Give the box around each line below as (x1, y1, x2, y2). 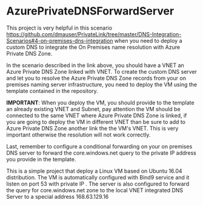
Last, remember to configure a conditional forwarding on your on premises (6, 143, 193, 150)
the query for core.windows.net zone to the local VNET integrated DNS (6, 186, 184, 194)
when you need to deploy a (114, 37, 183, 44)
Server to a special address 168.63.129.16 (6, 193, 109, 200)
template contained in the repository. (6, 87, 98, 94)
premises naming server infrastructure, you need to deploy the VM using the (6, 80, 198, 88)
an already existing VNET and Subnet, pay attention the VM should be (6, 105, 181, 112)
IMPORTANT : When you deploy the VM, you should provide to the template (6, 98, 195, 106)
